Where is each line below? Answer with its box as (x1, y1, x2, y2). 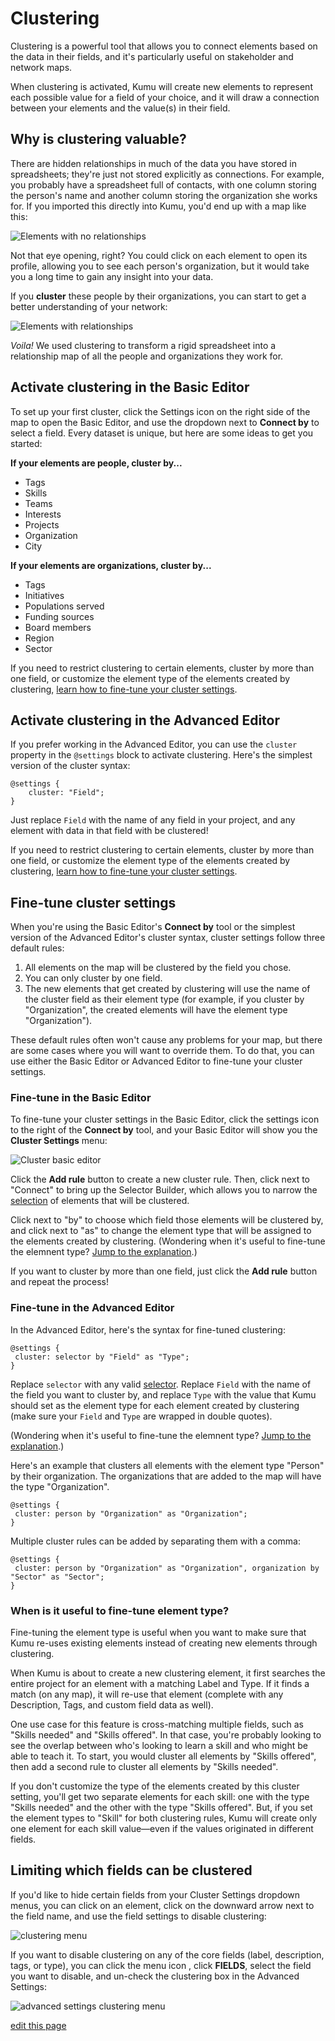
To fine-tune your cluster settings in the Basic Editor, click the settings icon (10, 1113, 320, 1126)
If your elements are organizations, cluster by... (10, 559, 212, 571)
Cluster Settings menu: (10, 1135, 108, 1147)
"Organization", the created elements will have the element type (24, 1004, 288, 1016)
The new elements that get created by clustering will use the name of (24, 983, 311, 995)
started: (10, 437, 43, 449)
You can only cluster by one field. (24, 972, 163, 984)
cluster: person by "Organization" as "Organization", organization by (14, 1563, 320, 1573)
